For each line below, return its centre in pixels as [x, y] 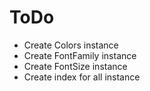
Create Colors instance [71, 45]
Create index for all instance [82, 77]
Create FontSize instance [75, 66]
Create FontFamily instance [80, 55]
